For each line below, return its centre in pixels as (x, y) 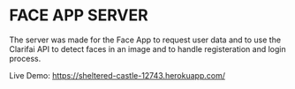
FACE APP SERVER (79, 15)
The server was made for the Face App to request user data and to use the (145, 40)
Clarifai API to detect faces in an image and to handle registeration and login (147, 48)
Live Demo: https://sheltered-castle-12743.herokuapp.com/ (117, 75)
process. (25, 58)
